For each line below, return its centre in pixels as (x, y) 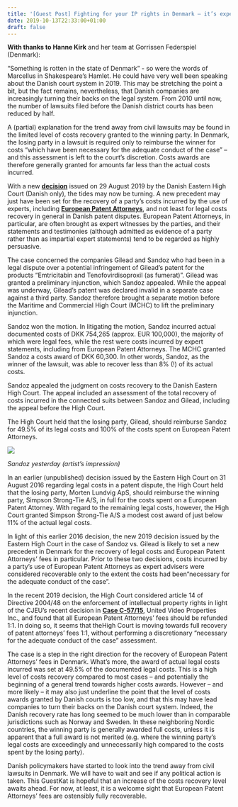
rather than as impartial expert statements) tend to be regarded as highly (113, 239)
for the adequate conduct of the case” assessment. (82, 640)
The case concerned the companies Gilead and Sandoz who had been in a (116, 260)
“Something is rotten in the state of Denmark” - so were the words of (108, 69)
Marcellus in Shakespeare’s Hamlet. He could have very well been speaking (118, 76)
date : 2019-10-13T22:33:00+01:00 (57, 21)
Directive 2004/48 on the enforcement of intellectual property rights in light (118, 603)
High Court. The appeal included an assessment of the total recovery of (112, 393)
